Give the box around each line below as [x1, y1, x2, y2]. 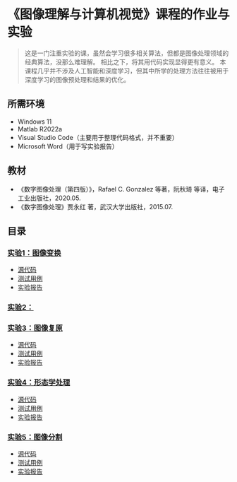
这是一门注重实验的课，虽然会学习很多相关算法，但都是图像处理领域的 [24, 49, 229, 57]
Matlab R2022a [17, 124, 62, 133]
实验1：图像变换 [7, 248, 61, 258]
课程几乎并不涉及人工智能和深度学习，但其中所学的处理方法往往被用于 [24, 66, 229, 75]
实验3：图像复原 [7, 323, 63, 333]
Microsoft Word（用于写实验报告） [17, 142, 119, 151]
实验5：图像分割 [7, 432, 63, 442]
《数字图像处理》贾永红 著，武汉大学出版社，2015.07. [17, 202, 174, 211]
